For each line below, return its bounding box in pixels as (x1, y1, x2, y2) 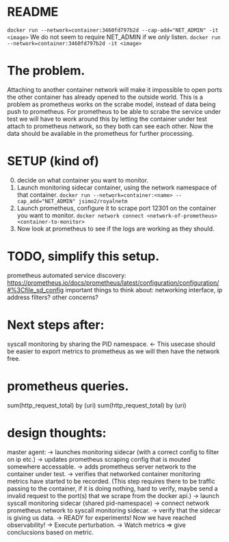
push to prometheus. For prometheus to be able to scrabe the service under (7, 107, 221, 115)
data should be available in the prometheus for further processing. (7, 129, 194, 137)
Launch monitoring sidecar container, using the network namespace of (16, 183, 217, 191)
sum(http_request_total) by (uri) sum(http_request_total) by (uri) (7, 401, 187, 409)
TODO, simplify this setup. (7, 248, 160, 264)
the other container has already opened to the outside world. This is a (7, 93, 204, 101)
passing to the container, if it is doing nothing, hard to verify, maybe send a (7, 484, 218, 493)
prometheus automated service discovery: (7, 271, 126, 279)
